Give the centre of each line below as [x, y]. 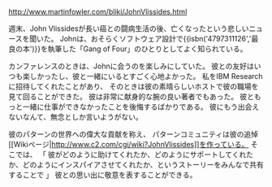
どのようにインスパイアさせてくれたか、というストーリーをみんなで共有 [143, 165]
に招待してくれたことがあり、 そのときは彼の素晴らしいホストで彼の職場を [134, 86]
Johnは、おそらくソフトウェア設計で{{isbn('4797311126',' [155, 39]
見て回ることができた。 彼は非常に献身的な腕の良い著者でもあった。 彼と [131, 96]
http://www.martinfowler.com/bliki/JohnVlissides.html [98, 12]
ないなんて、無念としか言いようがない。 [76, 117]
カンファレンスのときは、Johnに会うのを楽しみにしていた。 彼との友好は [131, 66]
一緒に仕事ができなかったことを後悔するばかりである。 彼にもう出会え [141, 107]
